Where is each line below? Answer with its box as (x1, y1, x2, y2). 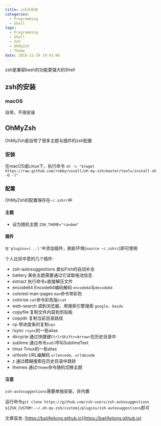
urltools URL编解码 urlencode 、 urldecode (12, 352, 95, 358)
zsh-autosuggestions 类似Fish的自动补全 (12, 266, 95, 272)
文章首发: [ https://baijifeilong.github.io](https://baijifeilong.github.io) (5, 415, 142, 421)
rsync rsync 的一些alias (12, 327, 58, 333)
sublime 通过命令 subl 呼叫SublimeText (12, 340, 89, 346)
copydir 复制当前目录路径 (12, 315, 64, 321)
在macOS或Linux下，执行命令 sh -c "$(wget (5, 163, 95, 169)
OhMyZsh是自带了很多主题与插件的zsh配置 (5, 137, 92, 143)
